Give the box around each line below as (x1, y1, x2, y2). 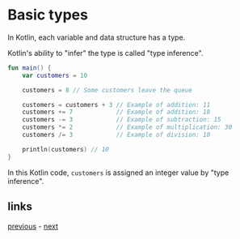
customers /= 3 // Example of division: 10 (22, 131, 211, 139)
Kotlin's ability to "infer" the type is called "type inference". (7, 48, 204, 58)
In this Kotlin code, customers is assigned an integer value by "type (7, 168, 229, 177)
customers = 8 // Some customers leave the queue (22, 86, 193, 94)
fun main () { (7, 63, 52, 72)
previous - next (7, 221, 58, 231)
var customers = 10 (22, 71, 88, 79)
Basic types (7, 6, 88, 24)
